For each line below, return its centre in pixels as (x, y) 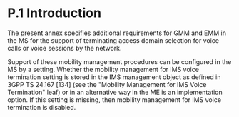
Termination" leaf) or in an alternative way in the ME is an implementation (115, 92)
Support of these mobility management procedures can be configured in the (119, 61)
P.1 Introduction (55, 13)
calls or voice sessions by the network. (65, 48)
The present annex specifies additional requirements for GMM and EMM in (117, 33)
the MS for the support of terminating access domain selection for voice (113, 40)
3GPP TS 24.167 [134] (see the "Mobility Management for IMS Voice (107, 84)
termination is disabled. (42, 107)
